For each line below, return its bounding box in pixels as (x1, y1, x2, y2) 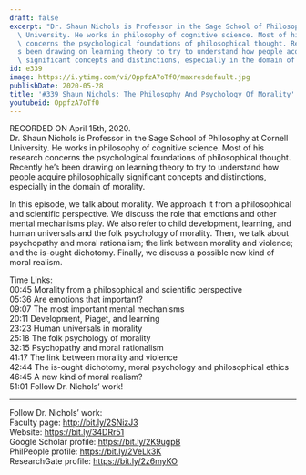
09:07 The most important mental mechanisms (9, 304, 185, 315)
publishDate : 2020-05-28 (9, 81, 104, 90)
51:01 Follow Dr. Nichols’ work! (9, 381, 124, 392)
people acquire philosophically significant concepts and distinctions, (9, 171, 267, 182)
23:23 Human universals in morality (9, 323, 143, 334)
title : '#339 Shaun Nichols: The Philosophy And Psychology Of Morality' (9, 89, 296, 98)
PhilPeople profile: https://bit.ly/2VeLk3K (9, 446, 162, 457)
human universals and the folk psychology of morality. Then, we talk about (9, 228, 290, 239)
